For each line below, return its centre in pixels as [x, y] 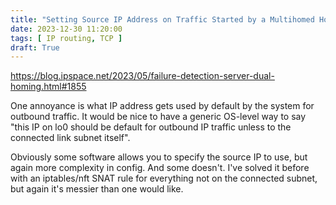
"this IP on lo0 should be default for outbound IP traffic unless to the [151, 127]
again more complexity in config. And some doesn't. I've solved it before [160, 168]
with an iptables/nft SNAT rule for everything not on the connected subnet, [164, 178]
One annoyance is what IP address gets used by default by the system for [162, 106]
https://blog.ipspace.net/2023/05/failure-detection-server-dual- [142, 76]
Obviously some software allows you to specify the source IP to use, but [159, 157]
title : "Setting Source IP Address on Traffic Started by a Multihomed [162, 19]
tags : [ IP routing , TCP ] [66, 38]
